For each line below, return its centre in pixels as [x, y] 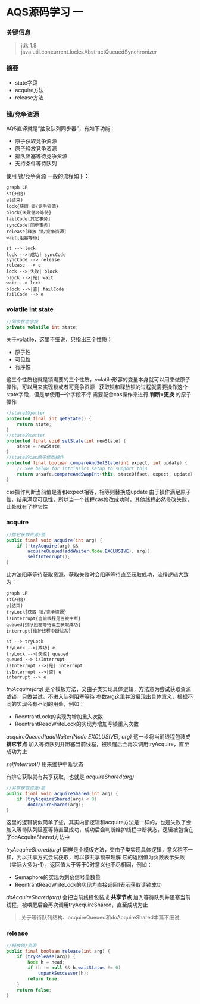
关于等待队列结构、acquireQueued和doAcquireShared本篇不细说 [100, 918]
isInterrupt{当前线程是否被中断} [44, 619]
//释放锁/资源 [21, 946]
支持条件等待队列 [36, 164]
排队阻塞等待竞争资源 [41, 156]
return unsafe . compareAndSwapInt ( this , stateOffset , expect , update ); [106, 474]
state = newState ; [40, 446]
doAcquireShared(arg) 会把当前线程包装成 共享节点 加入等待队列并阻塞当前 [99, 897]
